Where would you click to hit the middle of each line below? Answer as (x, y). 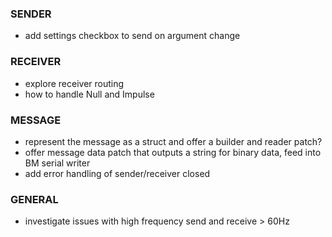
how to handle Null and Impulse (89, 94)
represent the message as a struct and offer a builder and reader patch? (173, 141)
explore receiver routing (74, 83)
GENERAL (34, 199)
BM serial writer (57, 163)
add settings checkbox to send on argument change (132, 36)
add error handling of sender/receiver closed (117, 173)
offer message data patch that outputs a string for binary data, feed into (173, 152)
